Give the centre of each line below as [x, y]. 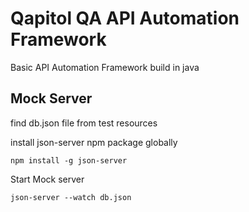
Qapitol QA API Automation [125, 18]
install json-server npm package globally [94, 142]
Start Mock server [47, 179]
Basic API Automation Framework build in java [105, 67]
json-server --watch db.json [71, 197]
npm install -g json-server [69, 160]
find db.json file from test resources [84, 123]
